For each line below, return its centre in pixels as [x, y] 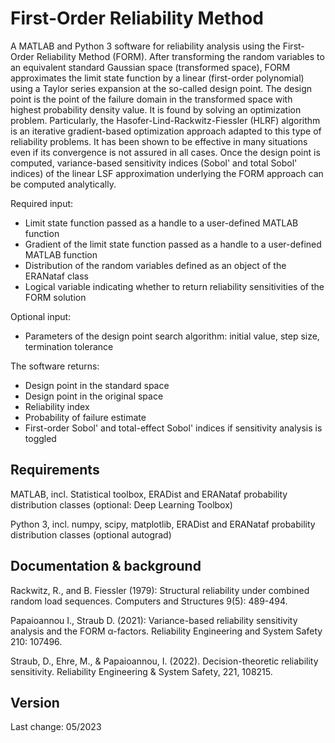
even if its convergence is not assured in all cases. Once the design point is [165, 152]
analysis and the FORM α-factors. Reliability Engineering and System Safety [166, 631]
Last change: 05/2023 [56, 727]
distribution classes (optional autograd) [91, 534]
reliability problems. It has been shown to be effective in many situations [159, 141]
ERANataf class [56, 276]
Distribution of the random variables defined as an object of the [155, 265]
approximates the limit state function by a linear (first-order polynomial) [157, 78]
